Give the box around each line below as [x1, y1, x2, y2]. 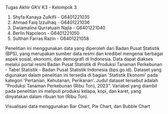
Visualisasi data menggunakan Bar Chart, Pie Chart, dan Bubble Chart [5, 103, 150, 109]
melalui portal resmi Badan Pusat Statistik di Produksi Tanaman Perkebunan [5, 62, 162, 67]
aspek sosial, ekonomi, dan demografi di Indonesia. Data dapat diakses [5, 56, 153, 62]
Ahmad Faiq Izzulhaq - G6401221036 [12, 20, 90, 25]
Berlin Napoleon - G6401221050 [12, 30, 80, 36]
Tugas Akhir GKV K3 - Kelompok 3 [5, 5, 77, 10]
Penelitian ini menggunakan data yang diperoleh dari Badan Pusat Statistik [5, 45, 160, 51]
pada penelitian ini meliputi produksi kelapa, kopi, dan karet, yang [5, 88, 141, 94]
